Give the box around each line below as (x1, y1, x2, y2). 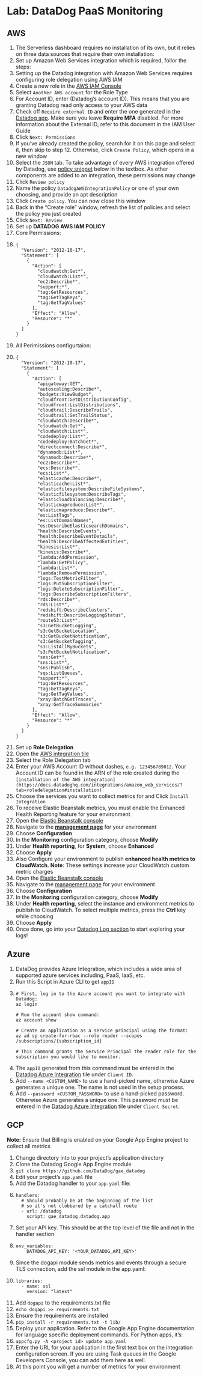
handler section (15, 1230, 55, 1237)
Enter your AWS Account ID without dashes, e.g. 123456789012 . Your (15, 763, 186, 770)
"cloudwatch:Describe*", (37, 418, 100, 424)
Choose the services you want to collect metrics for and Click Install (15, 793, 189, 800)
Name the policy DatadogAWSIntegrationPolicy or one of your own (15, 184, 179, 192)
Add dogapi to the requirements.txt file (15, 1299, 111, 1306)
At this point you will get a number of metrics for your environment (15, 1363, 180, 1370)
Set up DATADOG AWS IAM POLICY (15, 223, 106, 230)
